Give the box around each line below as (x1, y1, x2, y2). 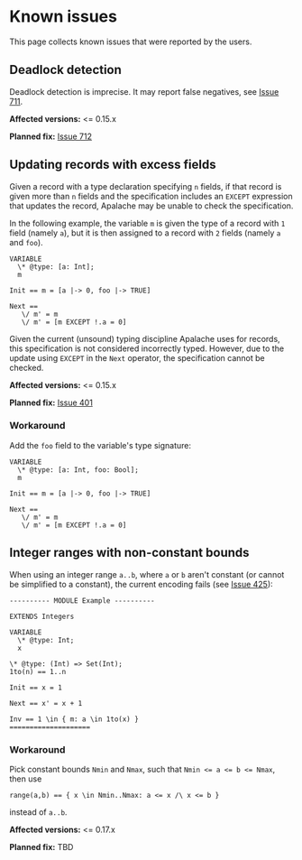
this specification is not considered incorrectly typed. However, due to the (9, 343, 285, 354)
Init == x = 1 (9, 683, 63, 692)
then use (9, 773, 42, 784)
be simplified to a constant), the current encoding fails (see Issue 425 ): (9, 578, 273, 589)
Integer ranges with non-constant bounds (9, 545, 250, 560)
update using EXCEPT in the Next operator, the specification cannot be (9, 352, 265, 363)
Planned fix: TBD (9, 841, 74, 852)
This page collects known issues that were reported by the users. (9, 36, 252, 47)
